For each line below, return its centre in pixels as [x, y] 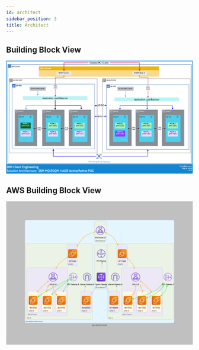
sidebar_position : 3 [32, 19]
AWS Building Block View [54, 190]
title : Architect [28, 25]
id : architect [24, 12]
